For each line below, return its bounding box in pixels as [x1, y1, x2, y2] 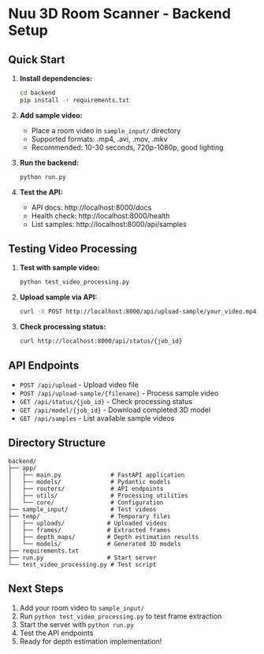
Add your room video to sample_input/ [19, 603, 145, 612]
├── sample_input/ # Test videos [8, 505, 157, 513]
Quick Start [8, 53, 65, 66]
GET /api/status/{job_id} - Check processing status [19, 396, 193, 406]
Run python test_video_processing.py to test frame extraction [19, 611, 222, 621]
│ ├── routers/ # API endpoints [8, 485, 164, 492]
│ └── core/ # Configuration [8, 498, 164, 507]
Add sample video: [19, 110, 83, 120]
